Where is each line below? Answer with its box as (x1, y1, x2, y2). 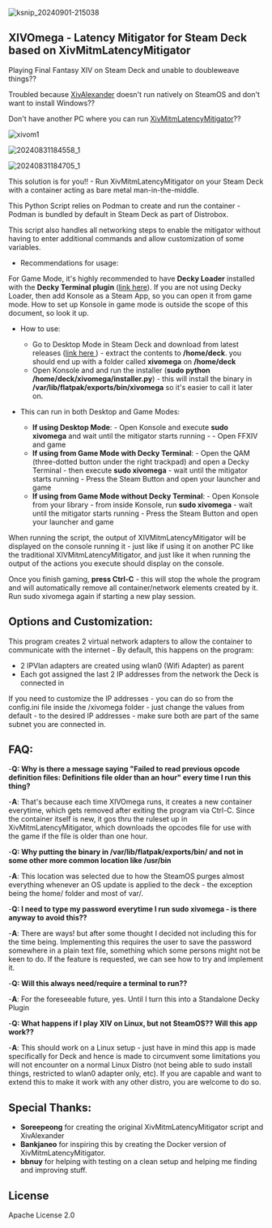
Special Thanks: (8, 1101, 91, 1115)
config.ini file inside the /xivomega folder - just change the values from (8, 702, 245, 712)
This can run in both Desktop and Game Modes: (19, 406, 181, 416)
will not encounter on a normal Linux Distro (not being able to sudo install (8, 1060, 253, 1070)
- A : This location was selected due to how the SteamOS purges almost (8, 871, 244, 882)
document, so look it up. (8, 308, 89, 317)
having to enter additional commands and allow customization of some (8, 233, 244, 243)
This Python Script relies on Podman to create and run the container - (8, 201, 241, 210)
